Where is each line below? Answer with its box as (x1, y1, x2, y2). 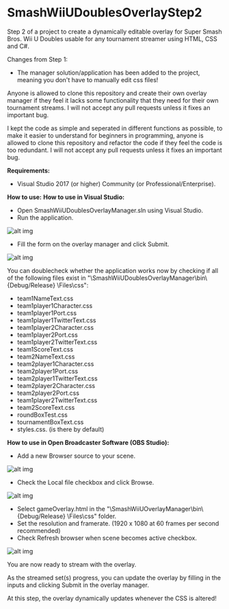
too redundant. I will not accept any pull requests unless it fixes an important (7, 146, 222, 154)
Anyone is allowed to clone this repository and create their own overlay (7, 89, 207, 97)
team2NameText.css (16, 352, 75, 361)
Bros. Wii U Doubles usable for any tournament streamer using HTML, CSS (7, 34, 217, 42)
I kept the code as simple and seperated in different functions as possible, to (7, 124, 223, 132)
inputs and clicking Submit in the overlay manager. (7, 580, 149, 589)
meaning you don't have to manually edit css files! (16, 75, 159, 83)
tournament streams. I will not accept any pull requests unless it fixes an (7, 103, 211, 112)
